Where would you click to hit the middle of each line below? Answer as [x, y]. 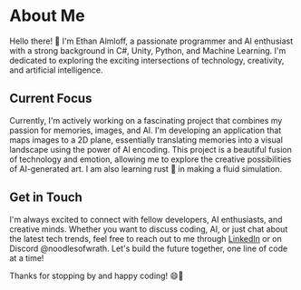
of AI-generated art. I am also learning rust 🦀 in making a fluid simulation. [146, 168]
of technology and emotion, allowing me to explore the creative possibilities [150, 159]
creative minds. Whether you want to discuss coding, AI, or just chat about [149, 229]
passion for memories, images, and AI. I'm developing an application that [146, 130]
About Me [47, 16]
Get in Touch [46, 198]
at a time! [27, 258]
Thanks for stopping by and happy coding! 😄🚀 [97, 275]
